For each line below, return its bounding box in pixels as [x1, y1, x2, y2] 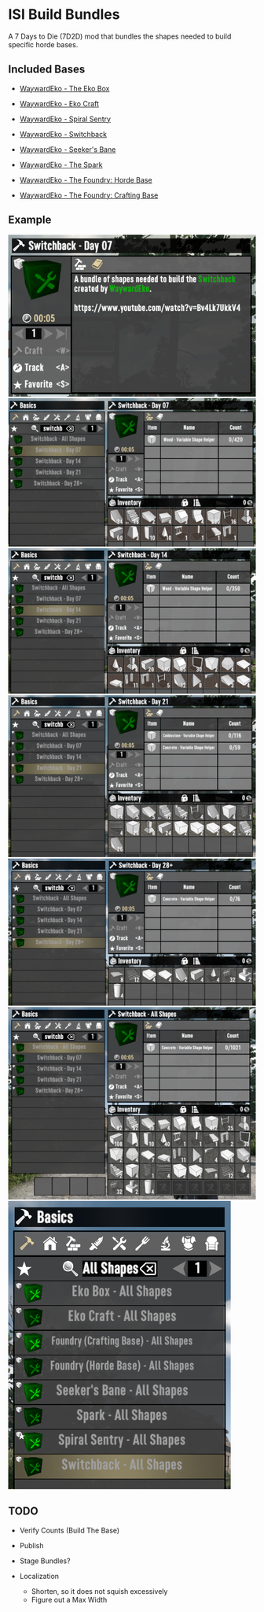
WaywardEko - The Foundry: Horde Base [19, 175, 152, 184]
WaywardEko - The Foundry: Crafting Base [19, 190, 159, 200]
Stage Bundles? [19, 1556, 71, 1566]
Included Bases [8, 63, 86, 76]
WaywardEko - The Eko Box [19, 83, 110, 93]
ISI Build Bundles [8, 6, 120, 24]
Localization [19, 1571, 60, 1581]
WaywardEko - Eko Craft [19, 98, 100, 108]
